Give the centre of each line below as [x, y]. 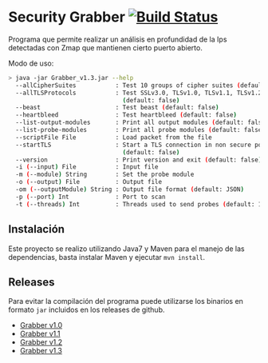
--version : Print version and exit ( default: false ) [139, 160]
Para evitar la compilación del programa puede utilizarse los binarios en [126, 301]
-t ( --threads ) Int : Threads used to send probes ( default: [135, 204]
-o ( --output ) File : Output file [89, 182]
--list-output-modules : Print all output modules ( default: [130, 123]
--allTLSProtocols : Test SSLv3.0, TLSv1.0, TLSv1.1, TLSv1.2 [139, 93]
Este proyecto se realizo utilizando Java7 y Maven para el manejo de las [126, 249]
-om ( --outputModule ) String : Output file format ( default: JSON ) [130, 189]
